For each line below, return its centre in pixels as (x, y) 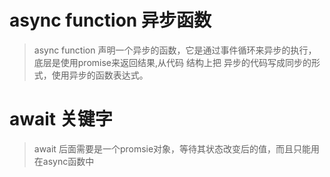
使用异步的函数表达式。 (100, 75)
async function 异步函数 (110, 20)
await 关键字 (61, 119)
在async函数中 (64, 161)
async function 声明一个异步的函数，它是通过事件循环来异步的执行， (175, 50)
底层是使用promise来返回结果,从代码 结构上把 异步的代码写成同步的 (172, 62)
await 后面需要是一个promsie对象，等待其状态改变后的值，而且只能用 (177, 148)
